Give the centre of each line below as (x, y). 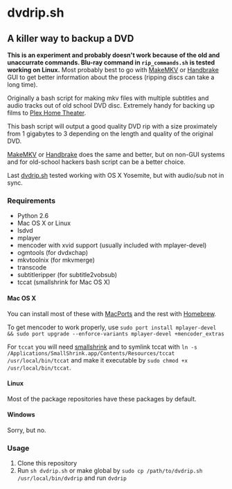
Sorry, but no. (27, 430)
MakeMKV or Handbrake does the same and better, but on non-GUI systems (116, 155)
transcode (32, 267)
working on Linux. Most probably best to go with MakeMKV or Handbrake (113, 70)
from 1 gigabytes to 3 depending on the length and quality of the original (110, 134)
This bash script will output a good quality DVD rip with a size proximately (112, 126)
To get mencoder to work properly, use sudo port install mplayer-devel (112, 327)
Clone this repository (47, 463)
